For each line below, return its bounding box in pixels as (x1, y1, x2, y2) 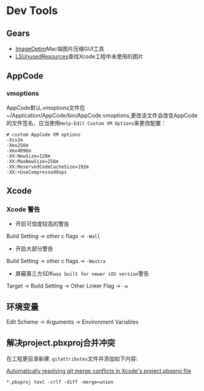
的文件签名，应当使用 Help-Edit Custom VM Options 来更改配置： (6, 119, 167, 126)
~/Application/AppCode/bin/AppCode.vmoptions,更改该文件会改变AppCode (6, 112, 198, 119)
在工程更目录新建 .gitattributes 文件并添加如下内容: (6, 355, 138, 362)
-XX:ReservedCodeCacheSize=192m (6, 164, 89, 170)
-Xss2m (6, 137, 23, 143)
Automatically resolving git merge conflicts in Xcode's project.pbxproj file (6, 367, 192, 374)
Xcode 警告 (6, 205, 40, 213)
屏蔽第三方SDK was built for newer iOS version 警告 (15, 270, 149, 278)
